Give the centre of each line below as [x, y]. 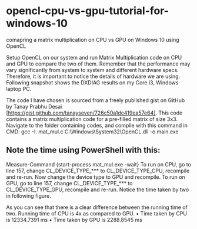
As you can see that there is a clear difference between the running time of [97, 207]
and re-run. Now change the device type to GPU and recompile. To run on [96, 177]
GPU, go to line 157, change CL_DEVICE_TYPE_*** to [69, 183]
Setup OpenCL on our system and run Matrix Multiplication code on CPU [94, 57]
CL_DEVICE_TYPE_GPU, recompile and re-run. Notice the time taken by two [98, 189]
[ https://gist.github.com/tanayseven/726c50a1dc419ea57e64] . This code [94, 113]
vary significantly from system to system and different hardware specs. [93, 70]
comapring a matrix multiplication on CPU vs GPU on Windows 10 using [93, 40]
